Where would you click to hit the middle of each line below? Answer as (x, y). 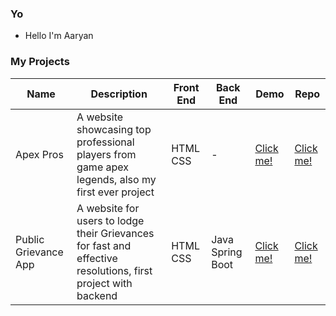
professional (105, 142)
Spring (227, 252)
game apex (102, 167)
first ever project (115, 192)
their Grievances (115, 233)
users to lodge (110, 220)
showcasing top (114, 129)
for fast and (104, 245)
